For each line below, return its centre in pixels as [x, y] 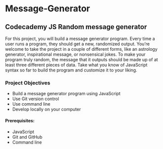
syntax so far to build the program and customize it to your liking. [71, 70]
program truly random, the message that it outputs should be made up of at [82, 59]
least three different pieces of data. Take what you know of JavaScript [76, 65]
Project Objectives [28, 83]
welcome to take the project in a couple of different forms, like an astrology [81, 49]
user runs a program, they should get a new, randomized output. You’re [78, 44]
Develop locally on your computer [47, 110]
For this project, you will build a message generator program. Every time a [80, 38]
